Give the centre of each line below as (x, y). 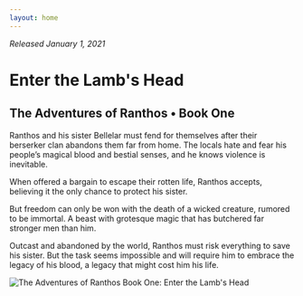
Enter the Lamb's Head (97, 80)
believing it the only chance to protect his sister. (99, 191)
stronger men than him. (53, 228)
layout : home (34, 18)
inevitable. (28, 164)
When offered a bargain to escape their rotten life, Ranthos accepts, (136, 181)
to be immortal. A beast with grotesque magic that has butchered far (137, 218)
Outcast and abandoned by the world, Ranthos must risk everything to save (150, 245)
